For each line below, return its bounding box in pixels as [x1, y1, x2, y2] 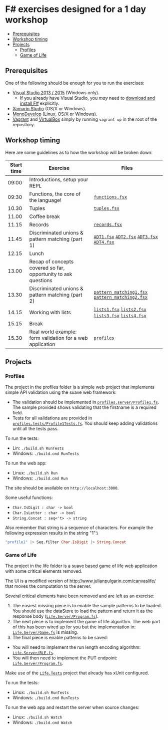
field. [12, 410, 23, 416]
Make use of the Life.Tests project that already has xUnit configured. [5, 670, 149, 676]
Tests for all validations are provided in [12, 415, 92, 421]
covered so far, [29, 264, 65, 271]
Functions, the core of [29, 190, 81, 197]
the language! [29, 196, 61, 203]
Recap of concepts [29, 258, 74, 265]
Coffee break [29, 213, 60, 220]
